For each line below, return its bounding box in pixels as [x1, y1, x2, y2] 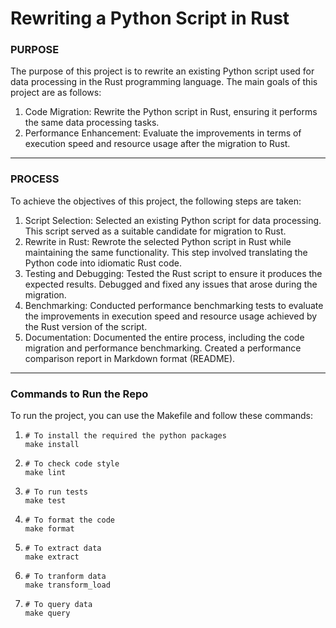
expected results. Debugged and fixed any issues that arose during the [24, 278, 318, 290]
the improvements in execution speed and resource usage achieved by [24, 310, 318, 322]
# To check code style [24, 459, 120, 469]
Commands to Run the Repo [10, 387, 149, 401]
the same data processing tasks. [24, 117, 160, 129]
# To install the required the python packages [24, 431, 227, 441]
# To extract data [24, 543, 102, 554]
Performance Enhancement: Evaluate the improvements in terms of [24, 127, 302, 139]
